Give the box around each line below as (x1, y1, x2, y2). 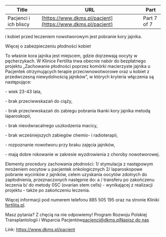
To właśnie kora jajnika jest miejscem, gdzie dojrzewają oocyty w (5, 53, 137, 58)
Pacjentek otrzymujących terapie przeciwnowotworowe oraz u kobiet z (5, 69, 150, 74)
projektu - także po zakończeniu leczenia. (5, 188, 90, 193)
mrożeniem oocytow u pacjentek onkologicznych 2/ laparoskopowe (5, 166, 143, 172)
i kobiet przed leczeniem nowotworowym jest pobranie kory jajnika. (5, 34, 142, 39)
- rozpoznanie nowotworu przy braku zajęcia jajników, (5, 142, 115, 147)
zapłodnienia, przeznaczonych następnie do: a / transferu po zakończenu (5, 177, 155, 183)
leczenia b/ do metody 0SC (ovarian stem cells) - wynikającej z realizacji (5, 182, 153, 188)
